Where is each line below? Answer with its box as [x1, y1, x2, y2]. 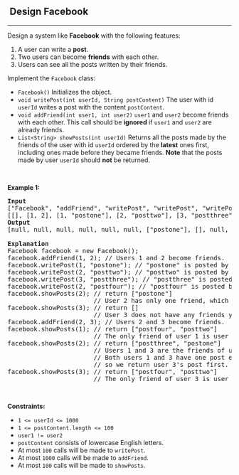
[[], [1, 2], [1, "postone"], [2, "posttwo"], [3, [7, 211, 188, 219]
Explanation [7, 240, 49, 247]
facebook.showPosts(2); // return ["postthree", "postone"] [7, 339, 222, 347]
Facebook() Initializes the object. [17, 87, 112, 96]
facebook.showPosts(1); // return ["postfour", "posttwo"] [7, 325, 218, 333]
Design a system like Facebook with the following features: [7, 31, 181, 40]
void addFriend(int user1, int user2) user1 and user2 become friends [17, 110, 229, 119]
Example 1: [7, 183, 41, 191]
